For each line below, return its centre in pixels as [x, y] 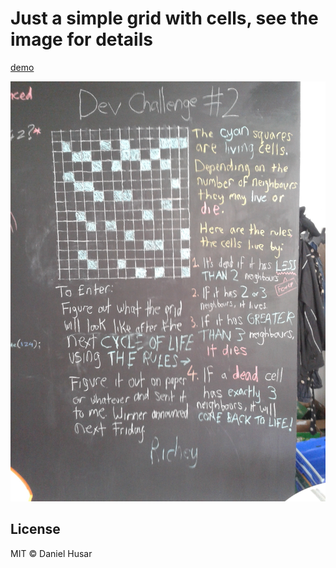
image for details [81, 39]
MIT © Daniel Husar [51, 553]
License [35, 529]
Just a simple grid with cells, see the [164, 18]
